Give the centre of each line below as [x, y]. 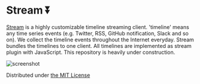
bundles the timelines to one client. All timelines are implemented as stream [99, 46]
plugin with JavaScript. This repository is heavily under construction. [91, 52]
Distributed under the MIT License [48, 75]
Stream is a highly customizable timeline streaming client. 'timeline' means [98, 27]
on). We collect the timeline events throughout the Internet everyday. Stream [100, 40]
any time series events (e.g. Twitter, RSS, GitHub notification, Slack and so [98, 33]
